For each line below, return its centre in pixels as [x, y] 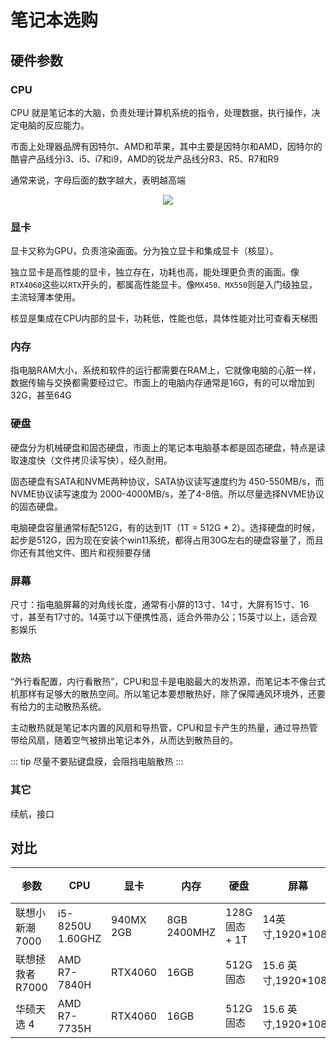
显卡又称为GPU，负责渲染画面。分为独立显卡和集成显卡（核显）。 [144, 251]
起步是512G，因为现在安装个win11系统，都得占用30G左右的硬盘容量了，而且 [167, 540]
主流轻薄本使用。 [45, 297]
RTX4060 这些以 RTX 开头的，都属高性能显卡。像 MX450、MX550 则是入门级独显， [164, 285]
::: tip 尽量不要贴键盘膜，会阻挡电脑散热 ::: [97, 762]
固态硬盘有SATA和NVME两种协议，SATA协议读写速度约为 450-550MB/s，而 [167, 481]
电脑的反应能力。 [54, 125]
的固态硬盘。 [36, 506]
